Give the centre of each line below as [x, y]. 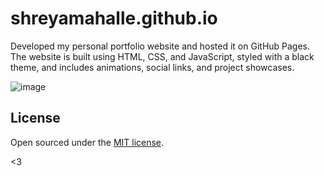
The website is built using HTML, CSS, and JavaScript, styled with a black [162, 56]
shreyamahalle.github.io [114, 18]
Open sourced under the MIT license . [87, 142]
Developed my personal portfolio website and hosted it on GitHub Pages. [160, 46]
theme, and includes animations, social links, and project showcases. [152, 67]
